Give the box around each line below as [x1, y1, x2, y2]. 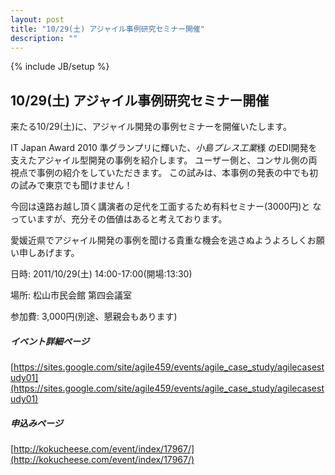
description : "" [10, 33, 78, 43]
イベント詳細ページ [10, 335, 90, 347]
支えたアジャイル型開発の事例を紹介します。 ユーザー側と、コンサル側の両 [10, 154, 318, 166]
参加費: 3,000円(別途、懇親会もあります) [10, 311, 178, 323]
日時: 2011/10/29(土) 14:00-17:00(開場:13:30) [10, 268, 193, 280]
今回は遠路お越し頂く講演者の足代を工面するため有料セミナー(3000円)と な [10, 201, 322, 213]
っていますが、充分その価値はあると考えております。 [10, 213, 228, 225]
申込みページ [10, 417, 63, 429]
